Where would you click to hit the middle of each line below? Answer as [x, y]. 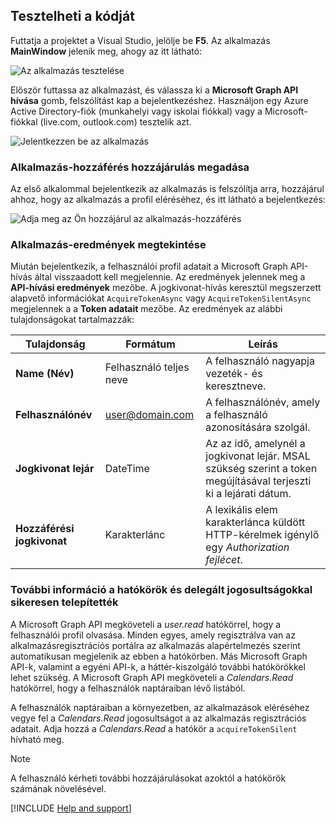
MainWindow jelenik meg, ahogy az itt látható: [106, 51]
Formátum [150, 344]
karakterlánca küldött [255, 522]
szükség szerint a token [261, 469]
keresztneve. [236, 386]
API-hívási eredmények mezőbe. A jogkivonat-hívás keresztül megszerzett [166, 288]
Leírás [263, 344]
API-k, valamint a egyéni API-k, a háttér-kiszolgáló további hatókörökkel [158, 666]
